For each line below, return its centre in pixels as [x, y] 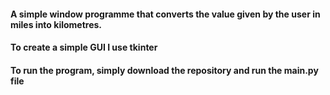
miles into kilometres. [56, 24]
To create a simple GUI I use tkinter [84, 47]
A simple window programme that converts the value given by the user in [165, 14]
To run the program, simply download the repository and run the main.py [164, 70]
